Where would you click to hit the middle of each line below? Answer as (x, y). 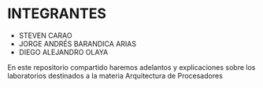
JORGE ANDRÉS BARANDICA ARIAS (78, 43)
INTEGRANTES (57, 14)
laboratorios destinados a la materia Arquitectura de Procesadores (115, 75)
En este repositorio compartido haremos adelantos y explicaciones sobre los (131, 67)
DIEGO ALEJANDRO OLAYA (63, 52)
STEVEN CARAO (45, 35)
